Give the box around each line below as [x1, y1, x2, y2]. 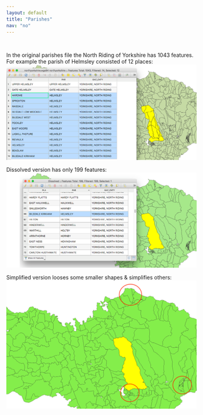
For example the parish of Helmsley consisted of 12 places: [6, 58, 153, 65]
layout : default [6, 10, 47, 16]
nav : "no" [6, 22, 31, 28]
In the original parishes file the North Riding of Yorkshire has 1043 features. [6, 51, 194, 59]
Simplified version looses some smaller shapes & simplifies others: [6, 274, 172, 281]
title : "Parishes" [6, 16, 53, 22]
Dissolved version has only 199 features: [6, 166, 107, 173]
